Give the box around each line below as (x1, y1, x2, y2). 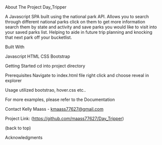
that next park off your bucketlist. (5, 34, 72, 40)
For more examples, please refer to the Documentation (5, 97, 115, 102)
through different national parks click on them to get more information (5, 19, 145, 24)
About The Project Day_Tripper (5, 4, 67, 10)
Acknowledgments (5, 135, 43, 140)
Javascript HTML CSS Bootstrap (5, 53, 70, 59)
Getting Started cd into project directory (5, 63, 85, 69)
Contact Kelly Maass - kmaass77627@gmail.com (5, 106, 104, 112)
